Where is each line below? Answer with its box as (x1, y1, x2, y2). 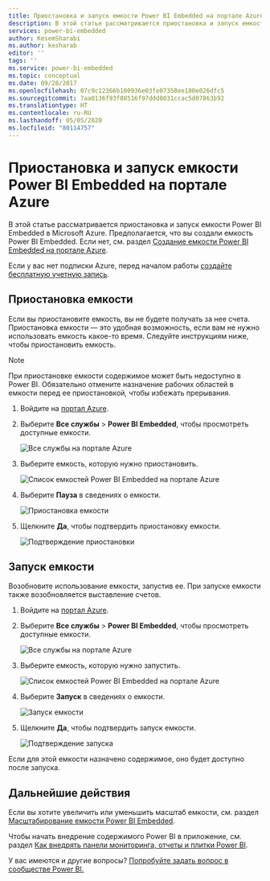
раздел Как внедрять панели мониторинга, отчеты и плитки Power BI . (8, 840, 248, 850)
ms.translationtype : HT (8, 101, 88, 109)
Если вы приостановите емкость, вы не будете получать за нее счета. (8, 314, 251, 323)
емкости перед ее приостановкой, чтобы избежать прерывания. (8, 388, 231, 397)
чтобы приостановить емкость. (8, 340, 117, 349)
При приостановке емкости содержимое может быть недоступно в (8, 371, 241, 381)
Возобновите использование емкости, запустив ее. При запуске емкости (8, 581, 261, 591)
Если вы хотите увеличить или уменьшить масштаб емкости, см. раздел (8, 808, 260, 817)
